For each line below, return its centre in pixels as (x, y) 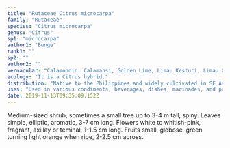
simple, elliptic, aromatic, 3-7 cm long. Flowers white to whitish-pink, (104, 122)
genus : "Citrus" (30, 32)
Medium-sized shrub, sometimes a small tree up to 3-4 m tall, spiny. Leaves (114, 115)
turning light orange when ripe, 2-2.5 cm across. (75, 137)
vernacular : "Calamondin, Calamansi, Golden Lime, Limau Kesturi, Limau (113, 70)
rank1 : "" (21, 52)
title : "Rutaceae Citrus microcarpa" (61, 13)
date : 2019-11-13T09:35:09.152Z (53, 96)
